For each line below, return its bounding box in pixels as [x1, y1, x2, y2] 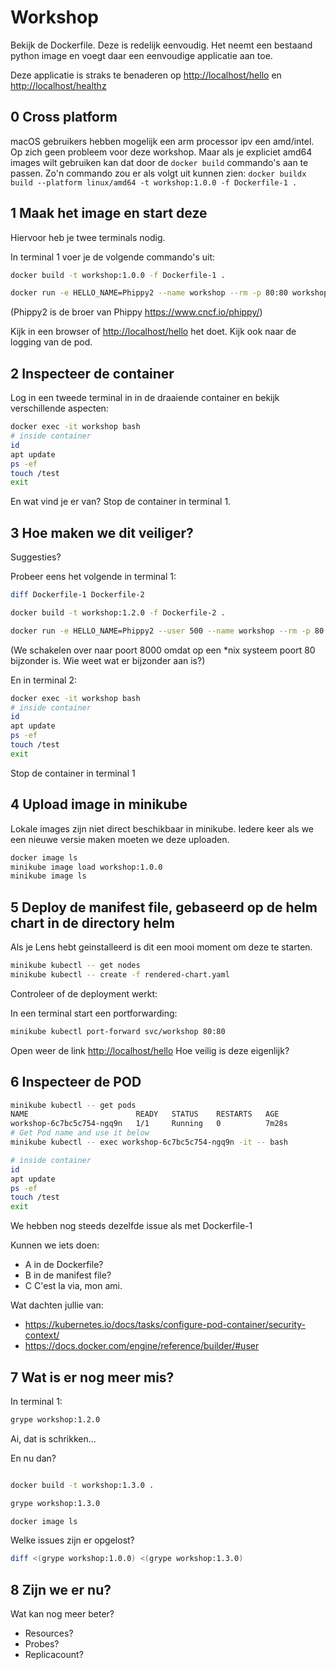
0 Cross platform [10, 109, 118, 126]
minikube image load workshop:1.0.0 [10, 862, 163, 872]
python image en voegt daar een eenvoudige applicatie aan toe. [10, 49, 273, 61]
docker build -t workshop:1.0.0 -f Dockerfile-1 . [10, 270, 226, 280]
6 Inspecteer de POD [10, 1074, 142, 1091]
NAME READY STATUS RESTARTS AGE [10, 1109, 280, 1120]
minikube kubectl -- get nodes [10, 961, 141, 971]
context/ [24, 1329, 60, 1341]
